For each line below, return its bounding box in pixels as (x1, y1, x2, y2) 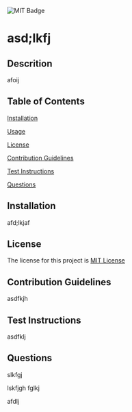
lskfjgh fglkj (7, 384, 40, 392)
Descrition (7, 58, 53, 69)
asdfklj (7, 332, 26, 341)
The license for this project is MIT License (7, 256, 125, 265)
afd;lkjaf (7, 218, 30, 226)
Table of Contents (7, 96, 85, 108)
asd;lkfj (7, 31, 51, 46)
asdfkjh (7, 295, 29, 303)
